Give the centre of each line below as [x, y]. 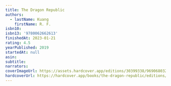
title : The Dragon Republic [35, 10]
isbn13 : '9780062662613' [32, 33]
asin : [11, 57]
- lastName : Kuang [30, 19]
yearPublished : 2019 [27, 48]
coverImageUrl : [21, 71]
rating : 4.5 [18, 43]
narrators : [17, 66]
